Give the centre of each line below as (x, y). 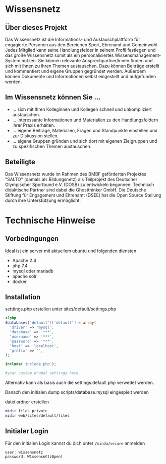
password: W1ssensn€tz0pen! (34, 457)
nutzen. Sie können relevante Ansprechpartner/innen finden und (87, 60)
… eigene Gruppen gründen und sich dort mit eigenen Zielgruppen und (85, 141)
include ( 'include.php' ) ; (31, 364)
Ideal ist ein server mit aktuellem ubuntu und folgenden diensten (71, 251)
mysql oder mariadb (33, 271)
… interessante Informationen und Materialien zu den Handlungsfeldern (85, 120)
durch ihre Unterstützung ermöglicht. (43, 200)
